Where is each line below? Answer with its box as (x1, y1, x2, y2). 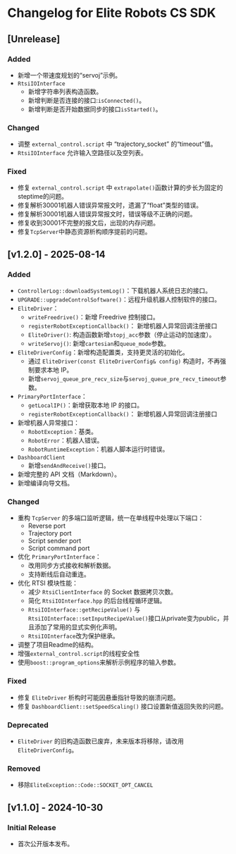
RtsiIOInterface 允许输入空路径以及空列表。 (17, 149, 148, 157)
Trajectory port (27, 529, 72, 538)
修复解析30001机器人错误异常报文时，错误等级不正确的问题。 (17, 210, 197, 218)
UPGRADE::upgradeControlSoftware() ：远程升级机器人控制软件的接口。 (17, 295, 221, 304)
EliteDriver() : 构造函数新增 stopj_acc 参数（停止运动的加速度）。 (27, 330, 216, 339)
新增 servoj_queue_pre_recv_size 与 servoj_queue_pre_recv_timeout (27, 375, 221, 383)
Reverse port (27, 521, 66, 530)
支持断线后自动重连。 (27, 570, 90, 578)
